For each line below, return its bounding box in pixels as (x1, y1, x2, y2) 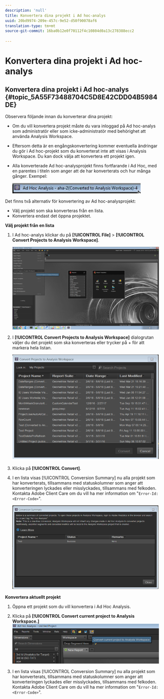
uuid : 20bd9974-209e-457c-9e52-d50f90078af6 (5, 18, 97, 23)
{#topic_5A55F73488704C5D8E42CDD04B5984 (5, 93, 158, 101)
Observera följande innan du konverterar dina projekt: (5, 114, 113, 119)
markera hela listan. (12, 345, 52, 351)
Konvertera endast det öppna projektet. (12, 213, 92, 219)
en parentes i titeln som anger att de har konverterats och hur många (12, 168, 151, 174)
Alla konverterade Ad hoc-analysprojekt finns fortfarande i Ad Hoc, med (12, 163, 157, 168)
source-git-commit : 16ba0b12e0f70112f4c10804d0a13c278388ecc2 (5, 28, 134, 34)
